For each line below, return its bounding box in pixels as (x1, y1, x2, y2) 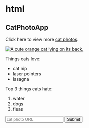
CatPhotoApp (5, 23, 49, 32)
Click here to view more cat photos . (5, 36, 79, 42)
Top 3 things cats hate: (5, 86, 53, 92)
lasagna (12, 76, 29, 82)
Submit (67, 117, 80, 122)
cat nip (12, 66, 27, 71)
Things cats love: (5, 56, 41, 62)
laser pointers (12, 71, 41, 77)
